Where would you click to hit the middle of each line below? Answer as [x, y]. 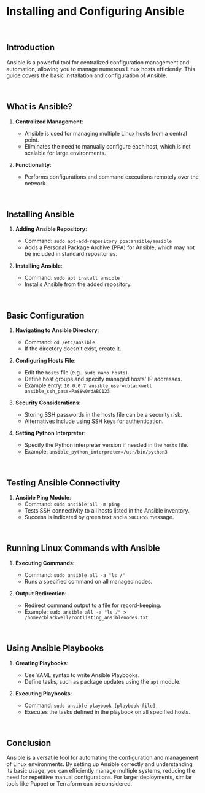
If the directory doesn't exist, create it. [73, 349]
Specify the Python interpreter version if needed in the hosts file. [106, 445]
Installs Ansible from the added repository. [78, 284]
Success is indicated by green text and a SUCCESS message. [99, 517]
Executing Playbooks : [44, 693]
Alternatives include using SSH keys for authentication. [94, 421]
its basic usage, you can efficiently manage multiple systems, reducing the [101, 771]
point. [32, 140]
